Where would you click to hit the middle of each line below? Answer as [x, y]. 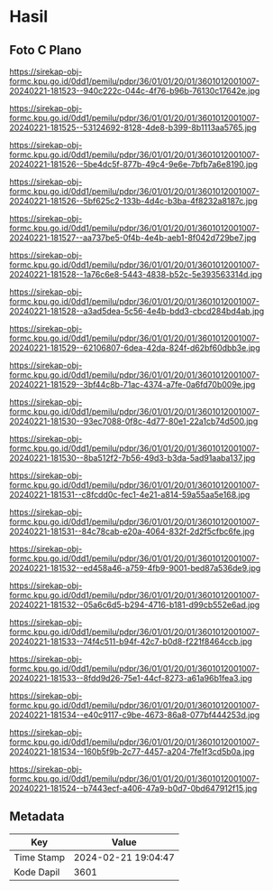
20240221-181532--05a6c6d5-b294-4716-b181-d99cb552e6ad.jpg [135, 604]
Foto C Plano [45, 50]
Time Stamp [40, 857]
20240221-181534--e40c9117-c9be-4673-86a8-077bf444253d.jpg [135, 715]
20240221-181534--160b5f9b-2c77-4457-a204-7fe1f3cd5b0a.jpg [132, 751]
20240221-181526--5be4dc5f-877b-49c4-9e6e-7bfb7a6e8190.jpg [134, 164]
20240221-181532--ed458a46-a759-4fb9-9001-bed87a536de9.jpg [135, 568]
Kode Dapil [37, 872]
